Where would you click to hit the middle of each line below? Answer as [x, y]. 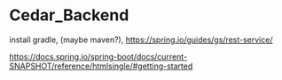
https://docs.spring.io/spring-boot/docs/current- [98, 56]
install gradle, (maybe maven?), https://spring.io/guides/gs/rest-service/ [141, 40]
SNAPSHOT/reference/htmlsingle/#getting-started [101, 66]
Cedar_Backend [69, 15]
